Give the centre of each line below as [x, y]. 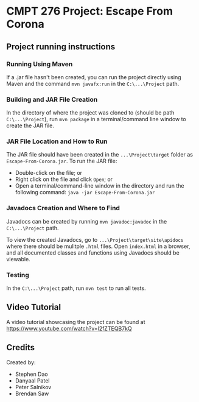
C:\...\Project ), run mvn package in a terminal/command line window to [96, 119]
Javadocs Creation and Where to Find [63, 208]
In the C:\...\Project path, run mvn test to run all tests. [76, 288]
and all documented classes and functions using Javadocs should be [93, 252]
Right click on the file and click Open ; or [64, 179]
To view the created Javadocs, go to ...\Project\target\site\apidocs [95, 239]
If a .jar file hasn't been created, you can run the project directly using [94, 77]
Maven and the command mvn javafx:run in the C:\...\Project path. [93, 83]
